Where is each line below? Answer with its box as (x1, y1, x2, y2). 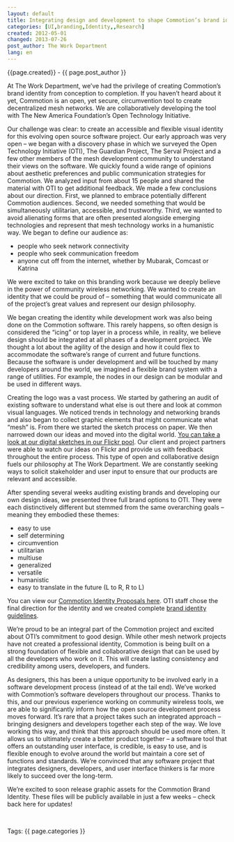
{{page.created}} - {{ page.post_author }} (7, 68, 127, 77)
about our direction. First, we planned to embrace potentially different (7, 191, 207, 199)
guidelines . (7, 611, 39, 620)
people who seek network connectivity (17, 242, 130, 250)
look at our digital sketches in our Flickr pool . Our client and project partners (7, 437, 226, 446)
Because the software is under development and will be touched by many (7, 357, 218, 366)
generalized (17, 561, 52, 569)
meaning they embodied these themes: (7, 510, 120, 519)
